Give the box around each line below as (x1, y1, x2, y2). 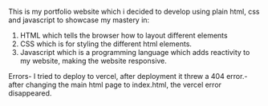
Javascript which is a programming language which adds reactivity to (19, 48, 250, 57)
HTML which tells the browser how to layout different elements (19, 31, 228, 40)
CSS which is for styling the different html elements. (19, 39, 193, 49)
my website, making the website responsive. (19, 56, 167, 65)
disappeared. (8, 88, 52, 98)
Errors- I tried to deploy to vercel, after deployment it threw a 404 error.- (8, 72, 248, 80)
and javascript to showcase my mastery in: (8, 15, 150, 25)
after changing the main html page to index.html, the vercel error (8, 80, 222, 89)
